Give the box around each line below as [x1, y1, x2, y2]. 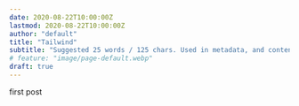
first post [9, 86, 43, 97]
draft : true [9, 63, 53, 72]
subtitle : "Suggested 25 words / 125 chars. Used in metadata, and [9, 46, 265, 55]
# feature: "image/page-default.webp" [9, 54, 153, 63]
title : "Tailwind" [9, 37, 77, 47]
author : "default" [9, 29, 77, 38]
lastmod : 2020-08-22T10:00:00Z [9, 21, 125, 30]
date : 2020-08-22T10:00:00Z [9, 12, 114, 22]
